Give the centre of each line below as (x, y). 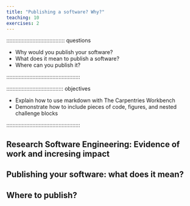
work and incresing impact (58, 153)
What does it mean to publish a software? (67, 59)
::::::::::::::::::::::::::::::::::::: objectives (48, 89)
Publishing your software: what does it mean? (95, 175)
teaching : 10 (23, 18)
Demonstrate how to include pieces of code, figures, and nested (96, 107)
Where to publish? (42, 195)
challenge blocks (37, 114)
